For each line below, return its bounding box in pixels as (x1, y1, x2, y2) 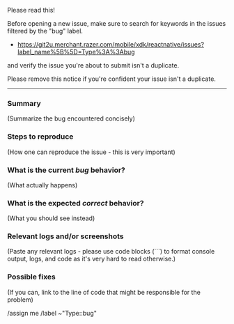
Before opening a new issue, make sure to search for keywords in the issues (7, 20, 226, 27)
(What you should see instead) (7, 214, 95, 222)
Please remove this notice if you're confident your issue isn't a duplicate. (7, 75, 216, 83)
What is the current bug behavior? (7, 165, 125, 175)
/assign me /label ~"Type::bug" (7, 309, 97, 317)
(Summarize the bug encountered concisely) (7, 114, 136, 123)
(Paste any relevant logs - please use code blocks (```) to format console (7, 247, 215, 256)
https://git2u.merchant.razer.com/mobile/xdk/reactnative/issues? (17, 40, 204, 48)
